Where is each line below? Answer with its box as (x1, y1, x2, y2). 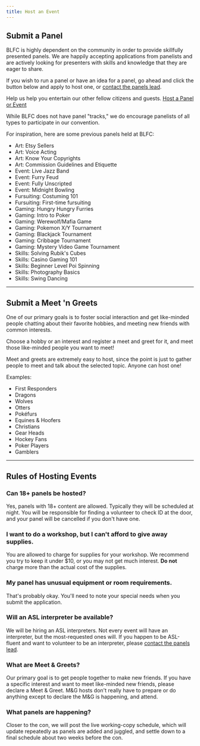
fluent (6, 639, 21, 647)
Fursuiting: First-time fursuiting (14, 199, 91, 206)
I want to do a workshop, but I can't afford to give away (6, 530, 168, 538)
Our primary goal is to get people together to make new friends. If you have (6, 674, 192, 682)
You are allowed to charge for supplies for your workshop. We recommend (6, 551, 189, 558)
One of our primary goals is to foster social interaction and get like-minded (6, 314, 189, 321)
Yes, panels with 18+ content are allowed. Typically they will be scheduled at (6, 502, 194, 510)
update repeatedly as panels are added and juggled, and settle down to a (6, 728, 186, 735)
